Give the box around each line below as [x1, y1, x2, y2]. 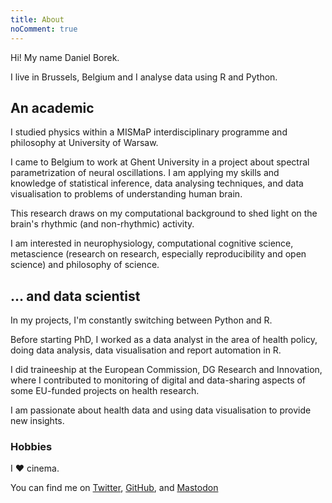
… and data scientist [10, 287, 141, 305]
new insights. [10, 415, 65, 427]
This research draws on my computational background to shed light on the [10, 207, 318, 220]
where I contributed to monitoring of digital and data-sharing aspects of [10, 374, 307, 386]
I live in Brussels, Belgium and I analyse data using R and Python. [10, 71, 278, 83]
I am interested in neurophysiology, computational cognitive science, [10, 237, 294, 250]
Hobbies [10, 440, 53, 454]
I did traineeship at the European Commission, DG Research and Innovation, [10, 364, 323, 376]
